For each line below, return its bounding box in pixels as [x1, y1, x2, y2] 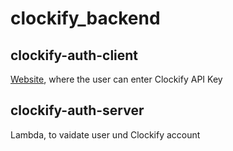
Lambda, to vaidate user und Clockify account [10, 128, 201, 141]
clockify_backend [10, 7, 161, 30]
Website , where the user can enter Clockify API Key [10, 73, 223, 85]
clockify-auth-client [10, 47, 139, 64]
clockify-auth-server [10, 102, 145, 119]
